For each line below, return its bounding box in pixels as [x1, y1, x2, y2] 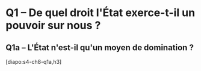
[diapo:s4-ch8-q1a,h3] [5, 58, 62, 65]
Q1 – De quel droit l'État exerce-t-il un [5, 6, 196, 20]
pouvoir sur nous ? [5, 18, 101, 32]
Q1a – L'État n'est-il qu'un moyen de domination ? [5, 42, 194, 53]
